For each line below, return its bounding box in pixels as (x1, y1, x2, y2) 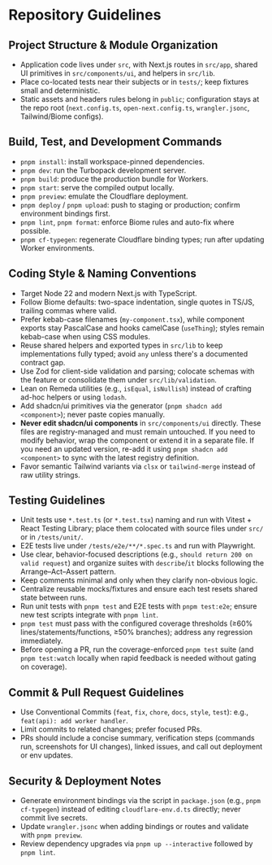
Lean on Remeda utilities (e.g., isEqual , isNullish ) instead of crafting (19, 383, 252, 393)
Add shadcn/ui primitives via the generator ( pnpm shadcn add (19, 400, 222, 410)
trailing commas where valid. (19, 305, 117, 315)
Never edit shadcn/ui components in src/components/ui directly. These (19, 417, 261, 428)
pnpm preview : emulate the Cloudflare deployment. (19, 191, 188, 201)
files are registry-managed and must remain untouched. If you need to (19, 426, 256, 436)
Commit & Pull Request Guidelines (8, 685, 184, 699)
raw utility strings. (19, 470, 81, 479)
